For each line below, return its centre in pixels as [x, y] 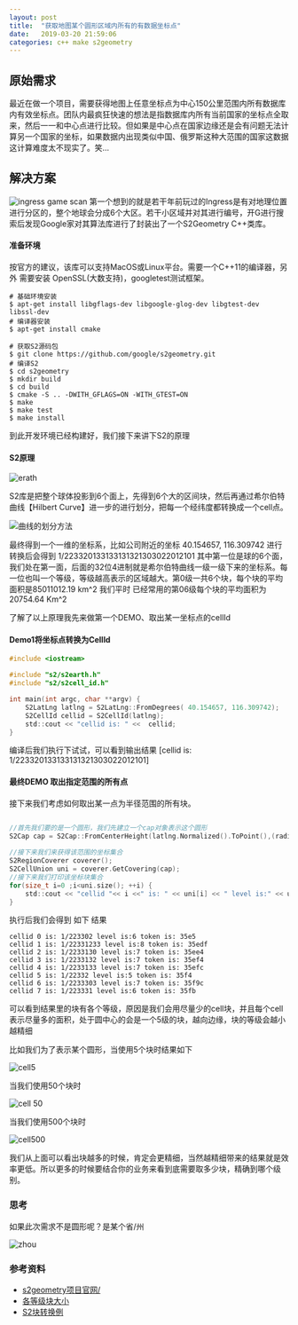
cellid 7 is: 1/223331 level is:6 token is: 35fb [103, 991]
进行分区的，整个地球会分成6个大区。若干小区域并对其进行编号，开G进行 [143, 212]
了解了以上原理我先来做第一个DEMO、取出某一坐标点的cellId [120, 618]
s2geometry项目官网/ [61, 1290]
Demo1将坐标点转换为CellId [60, 639]
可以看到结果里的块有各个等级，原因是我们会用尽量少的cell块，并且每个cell [146, 1009]
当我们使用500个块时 [47, 1122]
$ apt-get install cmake [55, 329]
